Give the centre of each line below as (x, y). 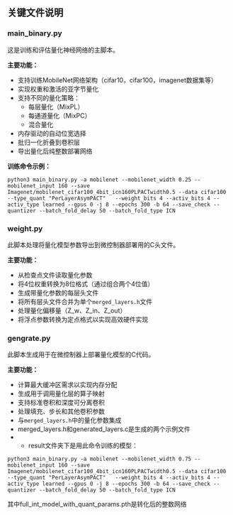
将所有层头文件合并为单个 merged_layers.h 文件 (85, 301)
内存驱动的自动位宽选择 (52, 133)
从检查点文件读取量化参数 (55, 275)
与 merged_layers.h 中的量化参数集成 (69, 421)
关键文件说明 (35, 13)
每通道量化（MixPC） (59, 115)
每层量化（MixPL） (56, 107)
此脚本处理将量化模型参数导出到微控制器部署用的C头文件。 (93, 244)
